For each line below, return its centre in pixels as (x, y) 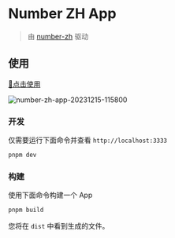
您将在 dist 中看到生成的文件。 (59, 226)
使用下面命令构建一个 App (50, 195)
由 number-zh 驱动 (58, 36)
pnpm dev (22, 155)
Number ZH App (62, 14)
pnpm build (26, 210)
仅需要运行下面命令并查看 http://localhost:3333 (88, 140)
